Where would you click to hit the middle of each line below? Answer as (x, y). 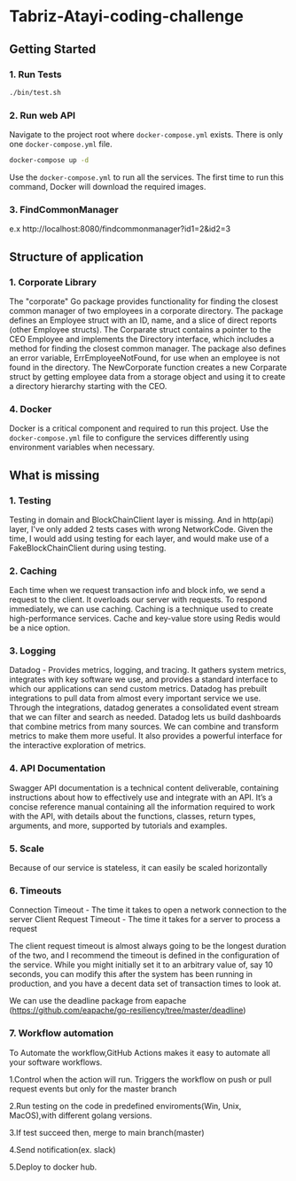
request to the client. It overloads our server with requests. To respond (138, 599)
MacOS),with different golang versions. (81, 1115)
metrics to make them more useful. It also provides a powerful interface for (146, 736)
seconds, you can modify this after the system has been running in (131, 974)
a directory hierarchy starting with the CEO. (88, 386)
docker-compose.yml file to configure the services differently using (129, 438)
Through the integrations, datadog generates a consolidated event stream (144, 708)
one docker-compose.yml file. (61, 145)
